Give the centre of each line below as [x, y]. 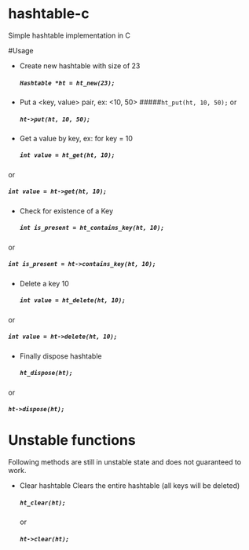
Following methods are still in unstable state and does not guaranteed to [125, 462]
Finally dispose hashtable [60, 356]
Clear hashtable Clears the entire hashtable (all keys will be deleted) [130, 486]
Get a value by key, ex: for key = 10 [76, 138]
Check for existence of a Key [66, 211]
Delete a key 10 [44, 283]
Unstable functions [72, 441]
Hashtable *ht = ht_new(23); [67, 83]
